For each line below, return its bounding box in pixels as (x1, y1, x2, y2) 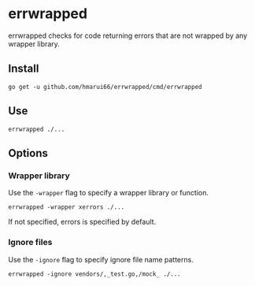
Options (8, 147, 49, 160)
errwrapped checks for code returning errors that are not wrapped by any (8, 31, 248, 40)
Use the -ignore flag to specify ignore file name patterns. (8, 254, 194, 264)
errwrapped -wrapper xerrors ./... (8, 203, 125, 211)
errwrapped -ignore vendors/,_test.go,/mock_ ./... (8, 269, 181, 278)
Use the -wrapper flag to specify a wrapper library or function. (8, 188, 209, 198)
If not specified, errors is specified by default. (8, 217, 157, 227)
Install (8, 62, 39, 76)
